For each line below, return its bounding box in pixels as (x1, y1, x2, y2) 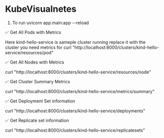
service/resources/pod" (5, 49, 54, 55)
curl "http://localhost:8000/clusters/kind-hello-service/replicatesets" (5, 127, 145, 133)
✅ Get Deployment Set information (5, 98, 75, 104)
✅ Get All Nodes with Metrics (5, 59, 65, 65)
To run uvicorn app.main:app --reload (12, 20, 89, 26)
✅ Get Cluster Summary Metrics (5, 78, 70, 84)
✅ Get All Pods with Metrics (5, 29, 62, 35)
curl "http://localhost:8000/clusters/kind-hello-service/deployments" (5, 107, 145, 114)
